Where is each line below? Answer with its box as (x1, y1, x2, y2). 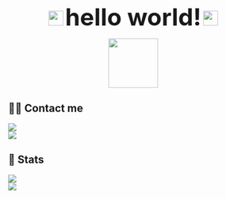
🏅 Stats (8, 153, 44, 167)
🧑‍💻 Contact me (8, 102, 83, 115)
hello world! (64, 2, 202, 32)
